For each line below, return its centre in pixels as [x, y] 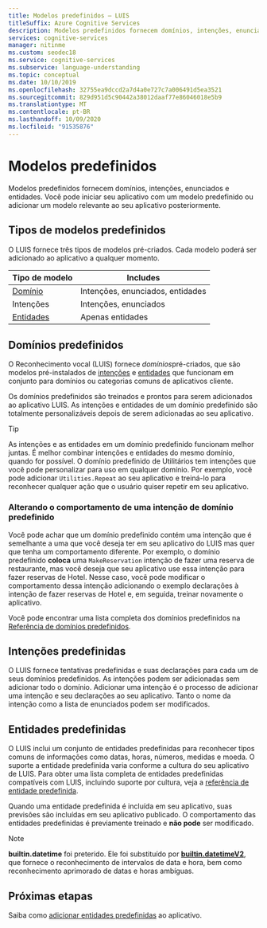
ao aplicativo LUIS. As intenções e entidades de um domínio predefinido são [133, 405]
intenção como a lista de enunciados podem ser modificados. [109, 704]
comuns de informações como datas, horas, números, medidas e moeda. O [132, 757]
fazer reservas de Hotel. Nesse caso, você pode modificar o [107, 577]
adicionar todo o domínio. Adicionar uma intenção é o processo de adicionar [133, 687]
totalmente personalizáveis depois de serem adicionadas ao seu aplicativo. [131, 413]
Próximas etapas [50, 896]
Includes [143, 277]
